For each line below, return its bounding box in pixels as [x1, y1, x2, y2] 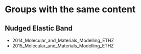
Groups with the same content [5, 4, 136, 15]
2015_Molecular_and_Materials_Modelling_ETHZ [12, 43, 114, 49]
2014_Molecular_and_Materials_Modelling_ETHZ [12, 37, 114, 43]
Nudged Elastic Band [5, 24, 73, 33]
